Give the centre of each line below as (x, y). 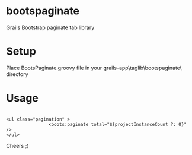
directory (17, 74)
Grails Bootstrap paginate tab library (50, 27)
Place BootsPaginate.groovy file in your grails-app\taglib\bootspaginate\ (94, 68)
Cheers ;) (17, 145)
